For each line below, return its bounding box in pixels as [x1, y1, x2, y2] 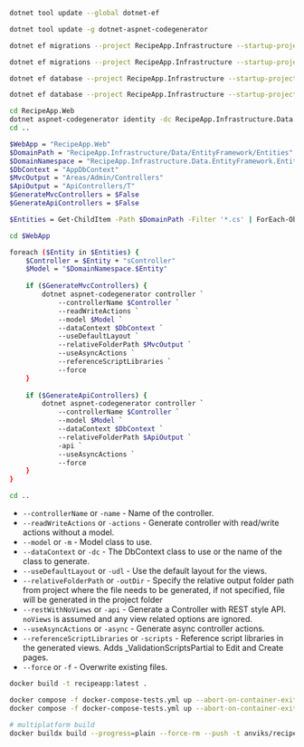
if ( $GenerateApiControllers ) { [25, 390, 147, 400]
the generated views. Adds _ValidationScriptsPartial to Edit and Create [22, 643, 284, 653]
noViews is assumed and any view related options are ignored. [22, 614, 253, 624]
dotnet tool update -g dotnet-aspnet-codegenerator [9, 24, 208, 34]
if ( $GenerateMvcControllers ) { [25, 282, 147, 291]
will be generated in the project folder [22, 594, 163, 605]
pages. [22, 652, 49, 663]
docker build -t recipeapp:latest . [9, 679, 147, 688]
